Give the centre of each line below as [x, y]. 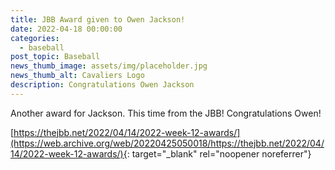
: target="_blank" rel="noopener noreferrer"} [219, 153]
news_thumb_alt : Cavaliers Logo [77, 76]
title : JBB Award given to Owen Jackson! [98, 19]
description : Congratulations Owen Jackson [102, 85]
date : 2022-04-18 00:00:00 [66, 29]
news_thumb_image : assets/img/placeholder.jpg [109, 66]
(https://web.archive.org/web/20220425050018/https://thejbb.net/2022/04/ [167, 143]
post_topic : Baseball [55, 57]
